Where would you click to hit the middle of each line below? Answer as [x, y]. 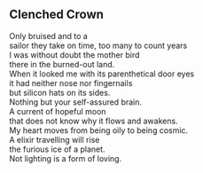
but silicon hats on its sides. [60, 92]
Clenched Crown [57, 15]
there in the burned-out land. [62, 64]
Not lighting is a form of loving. [66, 158]
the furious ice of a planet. [57, 149]
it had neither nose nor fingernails [71, 83]
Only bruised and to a [49, 35]
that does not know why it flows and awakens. [94, 121]
